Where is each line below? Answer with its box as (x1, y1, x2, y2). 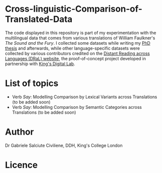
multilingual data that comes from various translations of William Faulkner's (5, 35, 155, 41)
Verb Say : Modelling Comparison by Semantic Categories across (12, 104, 142, 110)
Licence (5, 159, 38, 171)
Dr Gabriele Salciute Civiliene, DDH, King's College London (5, 142, 123, 148)
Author (5, 126, 34, 138)
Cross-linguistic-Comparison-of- (5, 3, 143, 15)
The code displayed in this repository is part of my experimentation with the (5, 30, 157, 35)
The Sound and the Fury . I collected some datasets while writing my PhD (5, 40, 150, 46)
